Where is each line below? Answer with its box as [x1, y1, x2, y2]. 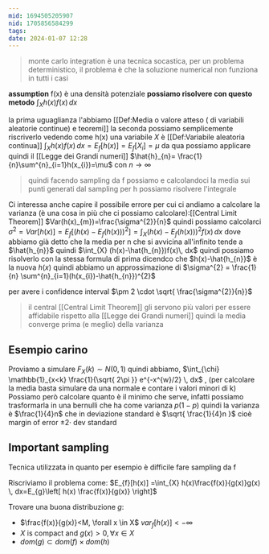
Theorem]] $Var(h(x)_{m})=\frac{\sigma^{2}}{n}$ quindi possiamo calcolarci [8, 217, 262, 226]
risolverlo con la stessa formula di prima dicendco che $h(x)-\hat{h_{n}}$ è [8, 254, 258, 264]
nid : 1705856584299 [8, 19, 74, 27]
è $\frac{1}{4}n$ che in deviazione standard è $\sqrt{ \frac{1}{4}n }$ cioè [8, 408, 252, 419]
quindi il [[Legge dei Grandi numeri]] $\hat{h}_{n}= [8, 151, 177, 161]
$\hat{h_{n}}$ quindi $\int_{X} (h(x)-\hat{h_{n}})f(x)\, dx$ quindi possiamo [8, 246, 255, 255]
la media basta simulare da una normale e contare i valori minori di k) [8, 383, 237, 393]
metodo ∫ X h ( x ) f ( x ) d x [8, 97, 78, 110]
